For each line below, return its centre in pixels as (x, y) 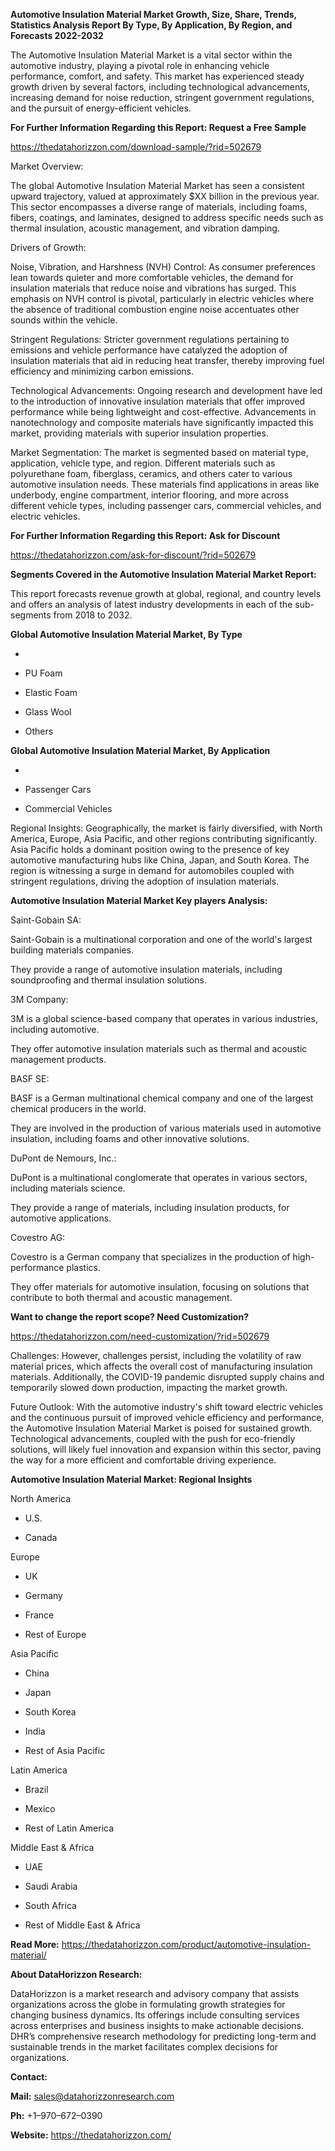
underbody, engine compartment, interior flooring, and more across (150, 495)
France (39, 1615)
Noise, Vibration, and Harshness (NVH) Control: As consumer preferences (163, 267)
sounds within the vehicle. (64, 320)
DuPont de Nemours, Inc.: (63, 1158)
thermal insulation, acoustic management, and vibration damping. (145, 228)
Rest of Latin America (69, 1828)
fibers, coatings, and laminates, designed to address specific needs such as (167, 217)
